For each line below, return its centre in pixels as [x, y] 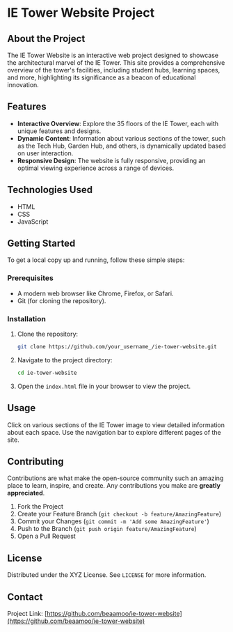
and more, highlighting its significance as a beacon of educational [102, 77]
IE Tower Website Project [81, 13]
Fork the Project [40, 507]
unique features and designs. [59, 131]
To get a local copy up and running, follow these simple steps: [96, 260]
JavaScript [33, 222]
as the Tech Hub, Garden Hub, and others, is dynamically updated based [121, 146]
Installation [27, 318]
